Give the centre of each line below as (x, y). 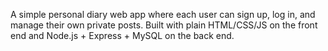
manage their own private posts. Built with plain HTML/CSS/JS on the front (164, 25)
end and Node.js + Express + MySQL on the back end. (122, 35)
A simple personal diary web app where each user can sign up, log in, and (163, 14)
